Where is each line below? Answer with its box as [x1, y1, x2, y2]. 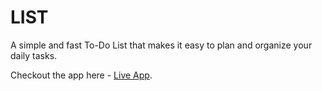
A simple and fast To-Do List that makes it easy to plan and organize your [10, 39, 313, 51]
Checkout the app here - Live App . [10, 69, 153, 81]
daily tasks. [10, 49, 58, 61]
